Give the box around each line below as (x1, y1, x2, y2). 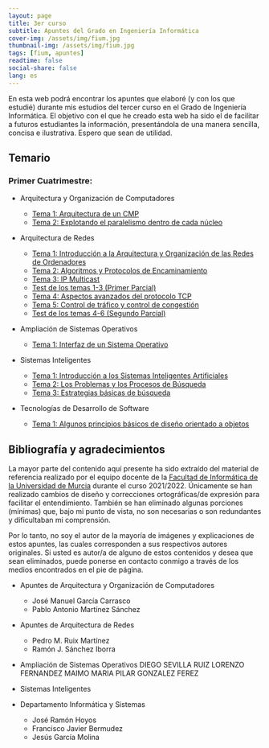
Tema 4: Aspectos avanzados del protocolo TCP (31, 291, 193, 302)
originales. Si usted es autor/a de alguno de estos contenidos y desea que (8, 548, 254, 557)
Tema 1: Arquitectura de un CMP (31, 209, 139, 219)
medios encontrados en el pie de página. (8, 565, 144, 575)
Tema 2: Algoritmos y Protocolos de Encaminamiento (31, 266, 208, 276)
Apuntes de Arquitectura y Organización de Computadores (19, 581, 215, 590)
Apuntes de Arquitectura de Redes (19, 620, 135, 630)
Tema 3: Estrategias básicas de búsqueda (31, 388, 171, 398)
